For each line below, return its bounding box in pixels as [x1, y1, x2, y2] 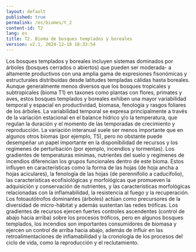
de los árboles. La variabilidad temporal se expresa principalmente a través [6, 107, 188, 115]
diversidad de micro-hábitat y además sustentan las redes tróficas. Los [6, 201, 178, 208]
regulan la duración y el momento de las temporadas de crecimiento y [6, 120, 175, 127]
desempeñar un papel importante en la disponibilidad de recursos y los [6, 139, 178, 146]
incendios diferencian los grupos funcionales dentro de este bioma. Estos [6, 157, 184, 165]
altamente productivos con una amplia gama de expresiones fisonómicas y [6, 70, 187, 77]
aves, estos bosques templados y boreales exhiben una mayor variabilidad [6, 95, 187, 102]
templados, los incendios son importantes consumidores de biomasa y [6, 220, 177, 227]
